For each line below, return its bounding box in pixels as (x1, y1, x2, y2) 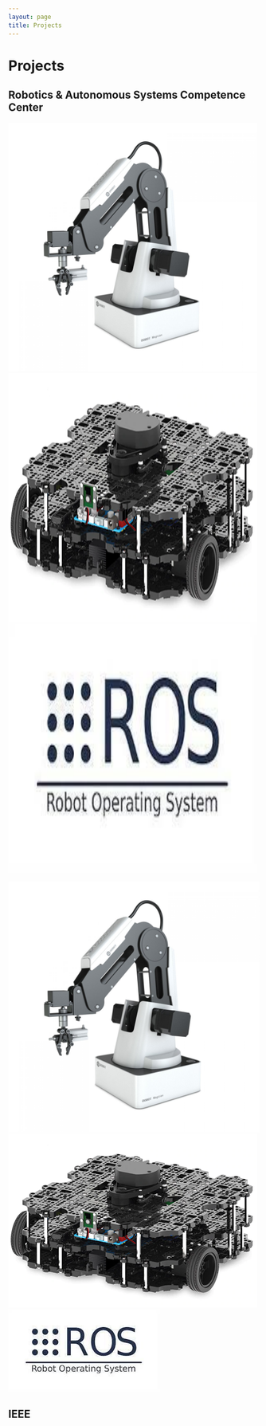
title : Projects (8, 21, 62, 29)
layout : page (8, 13, 52, 21)
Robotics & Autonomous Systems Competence (8, 88, 246, 102)
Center (8, 100, 44, 115)
